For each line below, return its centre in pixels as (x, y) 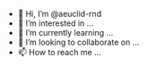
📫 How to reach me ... (59, 52)
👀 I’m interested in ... (56, 23)
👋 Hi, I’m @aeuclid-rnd (59, 14)
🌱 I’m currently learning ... (65, 33)
